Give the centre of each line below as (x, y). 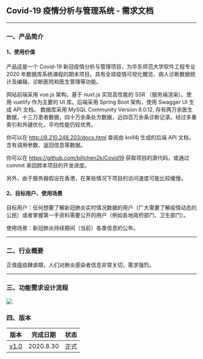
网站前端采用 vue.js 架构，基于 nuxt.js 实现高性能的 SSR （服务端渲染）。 (96, 94)
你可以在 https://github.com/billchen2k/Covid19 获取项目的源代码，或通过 (98, 157)
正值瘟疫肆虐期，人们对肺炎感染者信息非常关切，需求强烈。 (80, 265)
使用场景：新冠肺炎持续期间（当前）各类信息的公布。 (72, 228)
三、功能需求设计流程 (37, 288)
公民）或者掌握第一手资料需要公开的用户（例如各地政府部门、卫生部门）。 (98, 215)
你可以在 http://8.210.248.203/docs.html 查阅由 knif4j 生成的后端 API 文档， (100, 137)
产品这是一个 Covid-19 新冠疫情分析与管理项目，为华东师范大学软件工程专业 (101, 66)
